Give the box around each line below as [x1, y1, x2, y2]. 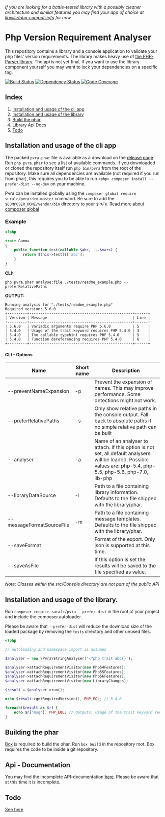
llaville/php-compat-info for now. [5, 15, 72, 20]
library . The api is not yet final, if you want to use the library [19, 59, 140, 65]
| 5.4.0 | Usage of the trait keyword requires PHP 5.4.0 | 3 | [5, 328, 151, 333]
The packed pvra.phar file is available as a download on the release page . [5, 154, 155, 160]
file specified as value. [94, 568, 146, 575]
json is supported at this [94, 542, 150, 549]
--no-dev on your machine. [31, 181, 86, 186]
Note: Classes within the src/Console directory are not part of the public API [5, 581, 160, 587]
